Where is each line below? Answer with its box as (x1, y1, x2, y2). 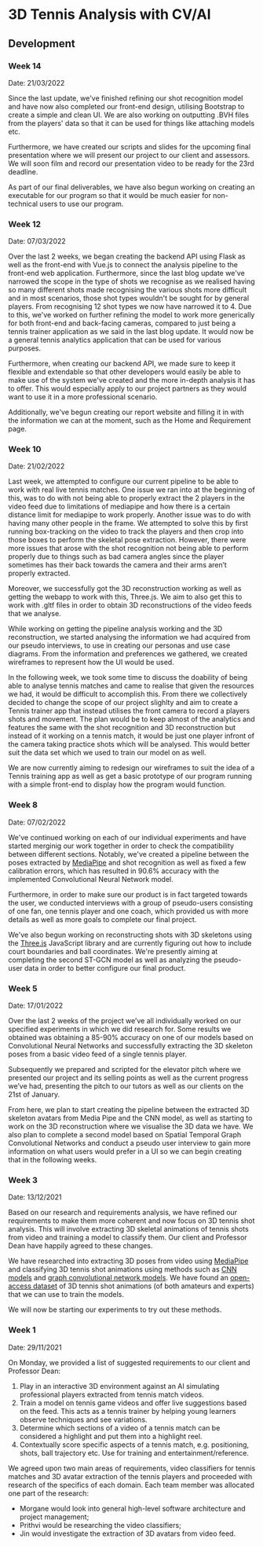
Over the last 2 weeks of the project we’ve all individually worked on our (8, 1016, 242, 1026)
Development (8, 37, 76, 50)
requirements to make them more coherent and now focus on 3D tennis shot (8, 1216, 255, 1225)
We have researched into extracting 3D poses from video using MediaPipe (8, 1256, 249, 1266)
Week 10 (8, 444, 42, 455)
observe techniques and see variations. (19, 1415, 148, 1424)
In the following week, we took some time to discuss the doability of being (8, 673, 248, 682)
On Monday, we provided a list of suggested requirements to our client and (8, 1357, 250, 1367)
